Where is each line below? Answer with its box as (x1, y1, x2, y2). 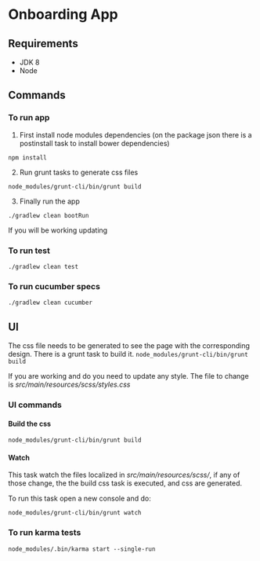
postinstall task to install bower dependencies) (19, 138, 170, 148)
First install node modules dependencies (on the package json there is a (19, 130, 252, 139)
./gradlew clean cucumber (8, 299, 92, 307)
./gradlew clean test (8, 262, 79, 270)
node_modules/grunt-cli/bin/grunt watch (8, 509, 143, 517)
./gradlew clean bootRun (8, 211, 89, 219)
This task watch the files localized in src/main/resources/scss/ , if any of (8, 470, 240, 480)
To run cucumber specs (8, 280, 100, 291)
